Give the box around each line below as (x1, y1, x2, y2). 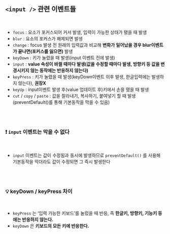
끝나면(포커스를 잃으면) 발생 (17, 48, 73, 54)
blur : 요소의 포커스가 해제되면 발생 (12, 35, 83, 42)
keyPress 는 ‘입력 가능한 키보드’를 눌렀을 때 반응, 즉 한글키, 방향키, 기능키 (12, 210, 157, 216)
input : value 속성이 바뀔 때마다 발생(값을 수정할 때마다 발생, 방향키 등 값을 (12, 61, 160, 67)
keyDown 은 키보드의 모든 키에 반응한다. (12, 223, 89, 229)
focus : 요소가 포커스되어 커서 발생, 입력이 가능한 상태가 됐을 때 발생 (12, 29, 147, 35)
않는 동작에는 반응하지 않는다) (30, 67, 89, 73)
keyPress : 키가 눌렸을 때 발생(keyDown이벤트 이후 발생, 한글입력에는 (12, 73, 151, 80)
